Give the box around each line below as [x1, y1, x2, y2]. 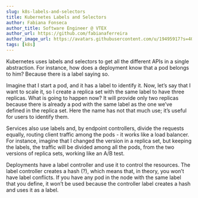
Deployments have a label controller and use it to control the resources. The [6, 161, 190, 168]
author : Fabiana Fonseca [6, 20, 67, 25]
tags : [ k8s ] [6, 42, 35, 48]
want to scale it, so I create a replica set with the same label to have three [6, 88, 184, 95]
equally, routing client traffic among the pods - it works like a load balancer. [6, 131, 190, 138]
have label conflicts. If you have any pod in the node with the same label [6, 174, 181, 181]
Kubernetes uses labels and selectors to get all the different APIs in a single [6, 57, 190, 65]
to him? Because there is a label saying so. [6, 70, 110, 77]
